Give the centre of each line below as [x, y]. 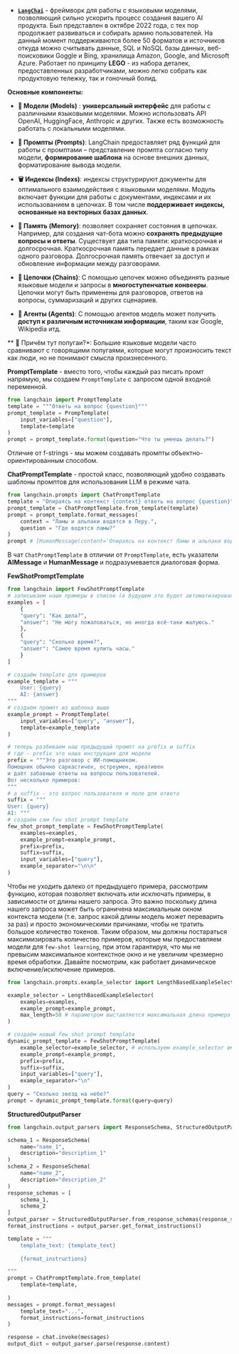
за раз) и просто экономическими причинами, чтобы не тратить [106, 924]
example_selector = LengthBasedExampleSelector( [81, 995]
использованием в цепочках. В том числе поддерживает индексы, [121, 204]
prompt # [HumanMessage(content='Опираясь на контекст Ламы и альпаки [114, 541]
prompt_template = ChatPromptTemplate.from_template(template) [103, 508]
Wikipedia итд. [39, 329]
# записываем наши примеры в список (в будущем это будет [95, 596]
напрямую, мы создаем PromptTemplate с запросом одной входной [109, 379]
